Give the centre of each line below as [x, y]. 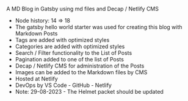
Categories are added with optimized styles [70, 46]
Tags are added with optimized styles [62, 40]
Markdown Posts [36, 33]
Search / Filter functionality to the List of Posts [74, 53]
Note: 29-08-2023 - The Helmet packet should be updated [89, 92]
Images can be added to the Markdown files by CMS [81, 72]
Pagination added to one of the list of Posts [69, 59]
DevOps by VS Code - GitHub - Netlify [63, 85]
